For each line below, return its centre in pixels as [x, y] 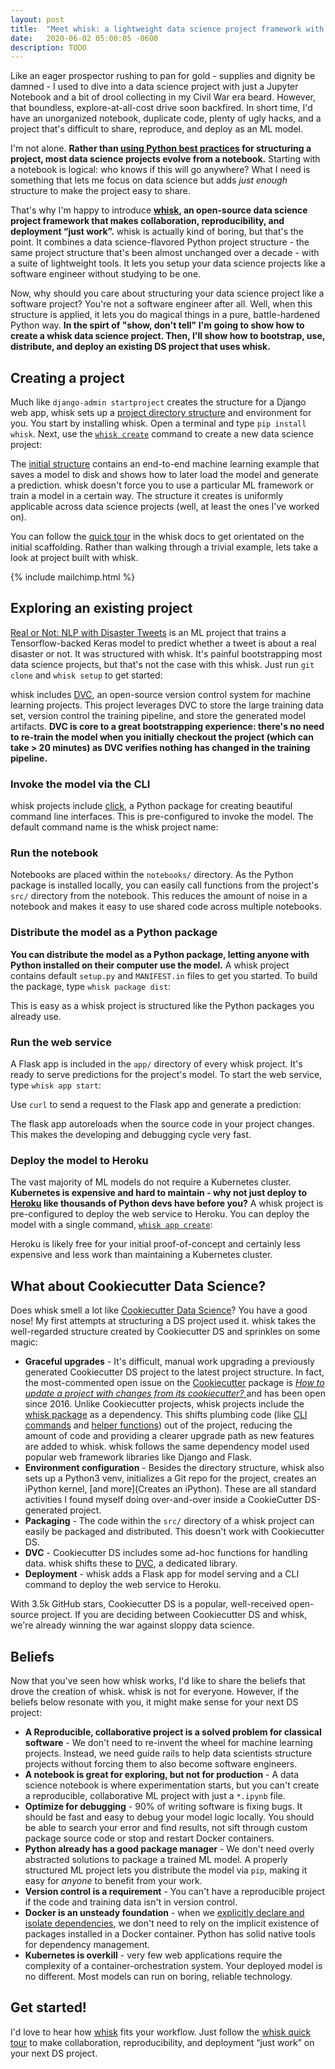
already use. [36, 1016]
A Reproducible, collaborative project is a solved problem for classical [173, 1732]
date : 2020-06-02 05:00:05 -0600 [84, 38]
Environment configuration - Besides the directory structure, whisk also [174, 1468]
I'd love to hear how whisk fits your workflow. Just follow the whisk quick [161, 2032]
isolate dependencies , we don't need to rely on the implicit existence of [172, 1923]
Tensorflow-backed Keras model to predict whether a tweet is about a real [163, 643]
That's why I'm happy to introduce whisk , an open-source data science [159, 210]
